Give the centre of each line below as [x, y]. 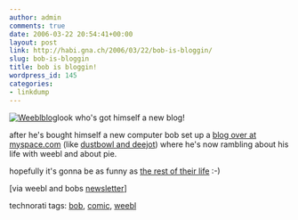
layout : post [33, 42]
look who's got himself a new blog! [121, 118]
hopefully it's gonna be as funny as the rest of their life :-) [115, 171]
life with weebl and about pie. [63, 153]
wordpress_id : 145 [43, 76]
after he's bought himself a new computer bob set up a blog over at [133, 134]
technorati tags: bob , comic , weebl [73, 205]
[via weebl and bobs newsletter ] [68, 188]
